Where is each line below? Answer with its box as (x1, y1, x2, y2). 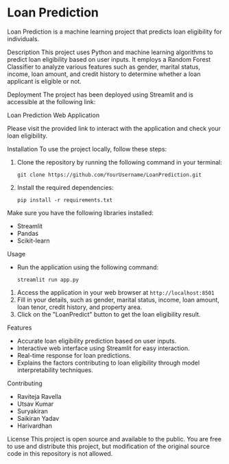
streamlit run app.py (16, 276, 79, 283)
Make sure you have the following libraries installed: (7, 208, 154, 217)
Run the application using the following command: (16, 262, 159, 271)
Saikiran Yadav (16, 414, 60, 422)
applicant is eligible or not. (7, 77, 82, 85)
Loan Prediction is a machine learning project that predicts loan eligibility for (7, 27, 222, 36)
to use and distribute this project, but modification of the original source (7, 442, 210, 450)
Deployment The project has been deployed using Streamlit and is (7, 90, 194, 99)
